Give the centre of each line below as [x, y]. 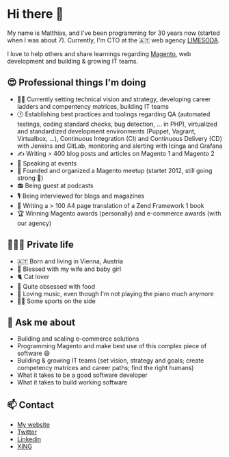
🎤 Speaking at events [47, 163]
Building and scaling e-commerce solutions [78, 339]
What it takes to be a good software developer [82, 375]
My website [33, 425]
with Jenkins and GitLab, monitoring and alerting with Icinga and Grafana [120, 146]
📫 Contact [31, 405]
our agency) [34, 223]
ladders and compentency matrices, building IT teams [93, 106]
